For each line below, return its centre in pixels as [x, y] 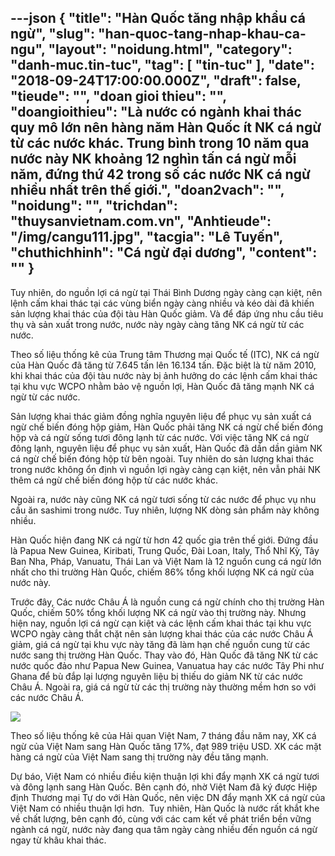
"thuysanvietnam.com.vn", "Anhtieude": [141, 221]
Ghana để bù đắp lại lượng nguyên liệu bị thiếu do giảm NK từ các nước [156, 676]
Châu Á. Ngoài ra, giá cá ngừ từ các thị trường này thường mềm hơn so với [163, 687]
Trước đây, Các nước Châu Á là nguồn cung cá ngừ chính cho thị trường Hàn [167, 602]
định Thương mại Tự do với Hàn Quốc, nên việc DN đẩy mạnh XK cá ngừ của [168, 797]
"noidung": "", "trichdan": [94, 206]
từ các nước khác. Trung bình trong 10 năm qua [160, 143]
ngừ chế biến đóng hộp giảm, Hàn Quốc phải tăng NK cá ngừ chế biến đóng [167, 427]
